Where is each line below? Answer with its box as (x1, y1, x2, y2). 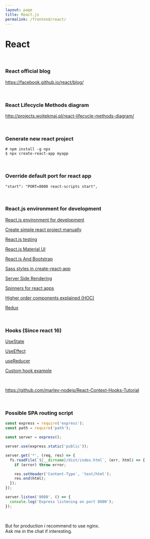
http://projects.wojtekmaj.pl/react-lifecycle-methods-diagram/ (5, 113, 134, 119)
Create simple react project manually (5, 226, 82, 232)
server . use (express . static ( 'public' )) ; (5, 444, 89, 449)
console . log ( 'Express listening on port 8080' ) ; (10, 499, 114, 504)
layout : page (5, 7, 33, 13)
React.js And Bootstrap (5, 255, 53, 262)
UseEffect (5, 348, 26, 354)
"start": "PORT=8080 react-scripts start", (5, 184, 98, 189)
